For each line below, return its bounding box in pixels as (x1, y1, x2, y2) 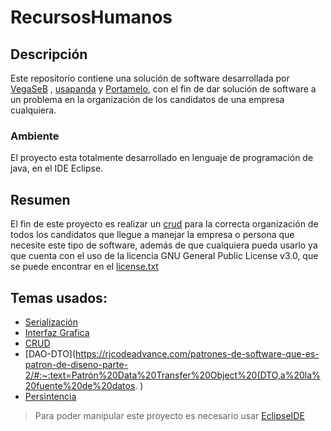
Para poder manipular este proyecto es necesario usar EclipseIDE (34, 409, 305, 421)
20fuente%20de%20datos (24, 379, 136, 391)
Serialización (24, 316, 79, 328)
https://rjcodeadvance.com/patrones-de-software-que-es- (75, 347, 320, 360)
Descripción (10, 46, 88, 63)
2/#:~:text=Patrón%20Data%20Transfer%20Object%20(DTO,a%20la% (24, 369, 321, 381)
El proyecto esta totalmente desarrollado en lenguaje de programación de (10, 152, 314, 164)
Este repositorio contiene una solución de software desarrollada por (10, 72, 290, 84)
